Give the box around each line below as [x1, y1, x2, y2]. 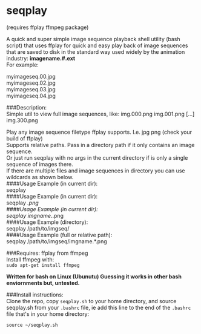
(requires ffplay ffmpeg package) [6, 24, 89, 31]
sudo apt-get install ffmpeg [6, 262, 80, 268]
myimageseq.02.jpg [6, 79, 56, 87]
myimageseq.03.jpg [6, 85, 56, 93]
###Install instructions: [6, 291, 64, 298]
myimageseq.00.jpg [6, 73, 56, 80]
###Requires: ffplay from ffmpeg [6, 249, 88, 257]
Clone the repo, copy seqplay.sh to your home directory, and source [6, 297, 177, 304]
